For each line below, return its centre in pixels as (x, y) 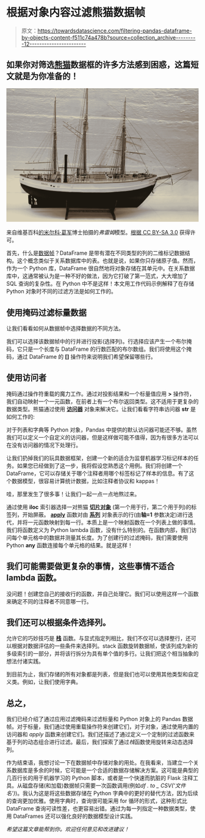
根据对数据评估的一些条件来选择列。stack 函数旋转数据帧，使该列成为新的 (105, 646)
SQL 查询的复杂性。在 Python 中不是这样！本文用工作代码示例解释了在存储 (100, 284)
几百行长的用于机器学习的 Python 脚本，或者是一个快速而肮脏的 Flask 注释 (100, 778)
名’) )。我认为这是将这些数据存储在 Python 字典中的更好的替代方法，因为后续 (102, 793)
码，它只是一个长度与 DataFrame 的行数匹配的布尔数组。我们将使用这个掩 (99, 349)
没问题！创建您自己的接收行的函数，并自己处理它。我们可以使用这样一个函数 (103, 594)
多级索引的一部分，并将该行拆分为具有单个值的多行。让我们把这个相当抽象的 (103, 654)
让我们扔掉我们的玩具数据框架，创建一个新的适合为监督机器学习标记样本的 (100, 458)
